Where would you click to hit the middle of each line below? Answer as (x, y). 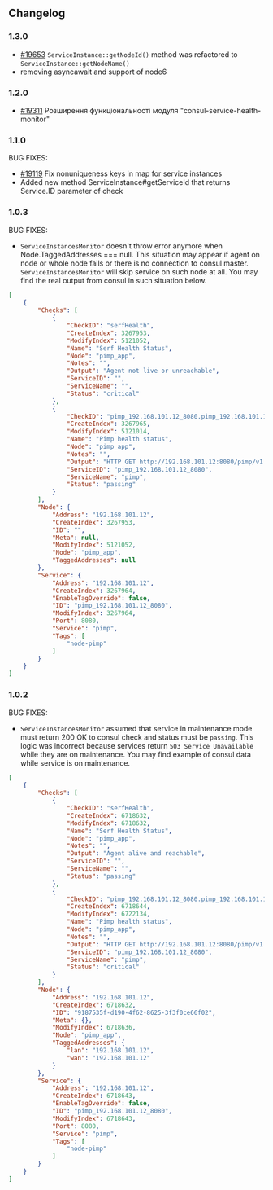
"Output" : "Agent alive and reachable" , (136, 854)
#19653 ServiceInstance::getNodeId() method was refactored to (129, 54)
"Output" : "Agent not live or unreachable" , (143, 371)
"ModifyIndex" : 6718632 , (108, 823)
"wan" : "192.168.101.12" (108, 1058)
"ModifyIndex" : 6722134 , (108, 914)
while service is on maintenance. (75, 763)
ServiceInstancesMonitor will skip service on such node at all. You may (139, 271)
